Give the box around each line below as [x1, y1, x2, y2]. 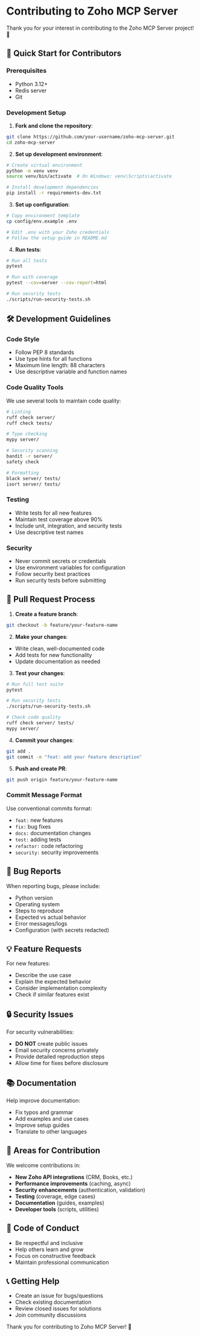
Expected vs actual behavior [15, 913, 87, 921]
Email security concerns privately [15, 1047, 99, 1054]
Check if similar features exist [15, 991, 90, 998]
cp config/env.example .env [6, 218, 78, 224]
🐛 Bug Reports [6, 866, 62, 877]
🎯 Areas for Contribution [6, 1146, 101, 1156]
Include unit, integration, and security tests [15, 522, 122, 529]
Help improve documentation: [6, 1097, 81, 1104]
